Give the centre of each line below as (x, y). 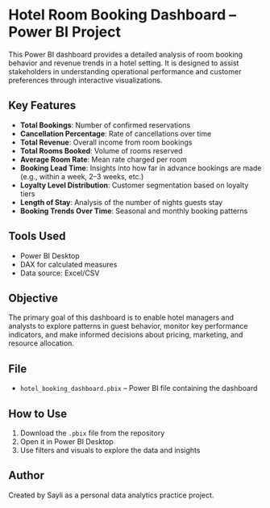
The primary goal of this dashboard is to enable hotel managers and (121, 317)
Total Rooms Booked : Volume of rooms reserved (101, 150)
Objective (33, 298)
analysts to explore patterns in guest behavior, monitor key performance (128, 326)
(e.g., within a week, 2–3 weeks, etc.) (82, 176)
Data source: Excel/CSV (60, 273)
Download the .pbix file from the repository (92, 433)
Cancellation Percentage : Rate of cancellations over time (116, 133)
